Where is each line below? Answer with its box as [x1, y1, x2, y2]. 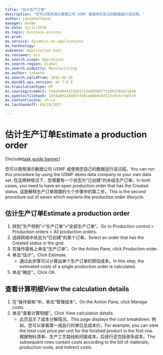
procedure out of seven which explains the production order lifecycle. [5, 194, 145, 200]
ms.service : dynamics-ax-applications [5, 39, 84, 44]
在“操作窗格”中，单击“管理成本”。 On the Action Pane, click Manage [12, 298, 147, 305]
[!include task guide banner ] [5, 156, 61, 161]
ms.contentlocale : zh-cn [5, 98, 55, 103]
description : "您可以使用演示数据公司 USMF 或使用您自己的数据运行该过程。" [5, 12, 145, 17]
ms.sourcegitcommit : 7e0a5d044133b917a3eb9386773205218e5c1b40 [5, 89, 136, 94]
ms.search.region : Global [5, 61, 57, 66]
